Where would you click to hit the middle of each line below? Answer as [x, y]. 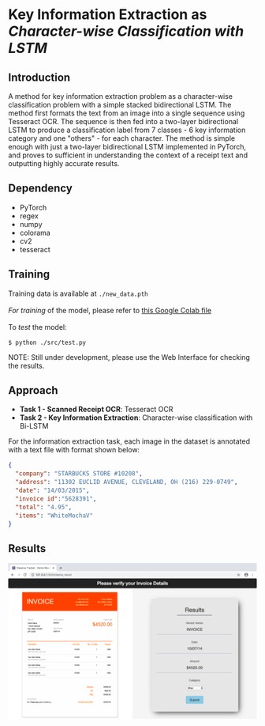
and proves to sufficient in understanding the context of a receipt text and [128, 155]
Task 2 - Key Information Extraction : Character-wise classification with [136, 418]
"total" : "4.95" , [44, 507]
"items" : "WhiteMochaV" [54, 516]
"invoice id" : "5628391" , [56, 499]
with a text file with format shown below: [74, 450]
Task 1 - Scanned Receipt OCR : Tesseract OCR [96, 410]
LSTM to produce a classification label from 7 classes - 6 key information [127, 130]
